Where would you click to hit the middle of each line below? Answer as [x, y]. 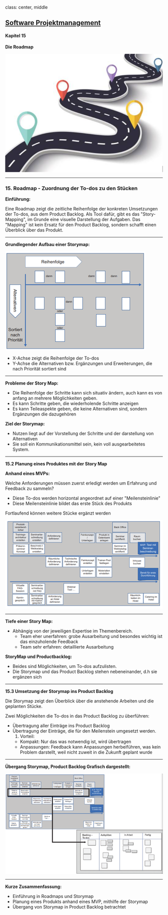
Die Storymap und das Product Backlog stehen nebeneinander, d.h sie [85, 671]
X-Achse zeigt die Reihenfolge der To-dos [55, 358]
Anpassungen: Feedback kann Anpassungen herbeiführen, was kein [90, 747]
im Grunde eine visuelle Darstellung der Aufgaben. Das [84, 219]
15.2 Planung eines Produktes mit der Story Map [56, 464]
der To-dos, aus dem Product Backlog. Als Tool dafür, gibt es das [72, 214]
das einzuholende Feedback [49, 641]
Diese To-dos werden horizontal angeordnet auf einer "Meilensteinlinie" [86, 498]
